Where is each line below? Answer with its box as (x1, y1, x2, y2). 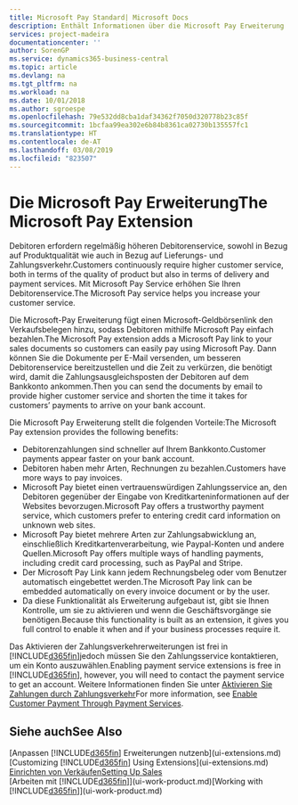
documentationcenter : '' (9, 37, 101, 47)
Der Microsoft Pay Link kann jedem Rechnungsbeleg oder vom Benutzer (21, 567, 287, 578)
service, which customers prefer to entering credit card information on (21, 510, 281, 522)
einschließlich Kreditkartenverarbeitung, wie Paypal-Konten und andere (21, 538, 285, 549)
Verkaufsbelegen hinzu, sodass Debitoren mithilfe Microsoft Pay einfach (9, 324, 274, 335)
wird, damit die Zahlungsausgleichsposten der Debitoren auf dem (9, 372, 249, 382)
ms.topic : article (9, 63, 77, 72)
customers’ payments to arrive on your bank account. (9, 400, 206, 411)
